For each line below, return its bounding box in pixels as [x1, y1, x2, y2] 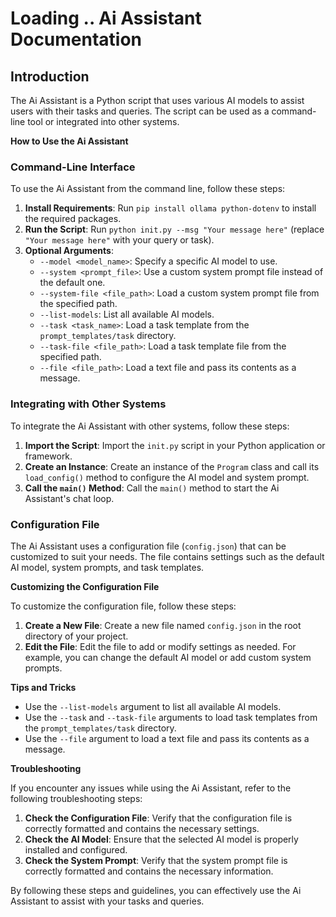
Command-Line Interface [10, 160, 136, 174]
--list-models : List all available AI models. [39, 308, 215, 321]
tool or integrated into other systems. [27, 116, 180, 127]
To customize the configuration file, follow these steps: [10, 600, 237, 612]
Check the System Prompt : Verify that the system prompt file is [24, 854, 288, 866]
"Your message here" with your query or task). [24, 234, 215, 246]
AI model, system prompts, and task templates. [10, 561, 205, 573]
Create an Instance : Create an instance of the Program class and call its [24, 460, 320, 472]
